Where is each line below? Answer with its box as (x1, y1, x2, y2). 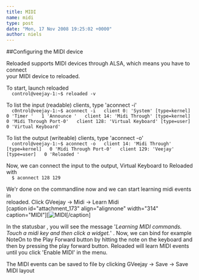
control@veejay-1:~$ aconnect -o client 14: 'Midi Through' (11, 141, 172, 147)
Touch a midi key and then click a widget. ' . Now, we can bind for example (6, 230, 192, 237)
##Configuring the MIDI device (6, 48, 83, 55)
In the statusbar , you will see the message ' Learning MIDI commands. (6, 223, 182, 230)
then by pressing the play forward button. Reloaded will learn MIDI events (6, 242, 189, 250)
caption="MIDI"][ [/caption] (6, 212, 91, 219)
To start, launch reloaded (6, 84, 69, 92)
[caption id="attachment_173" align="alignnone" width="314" (6, 205, 159, 212)
